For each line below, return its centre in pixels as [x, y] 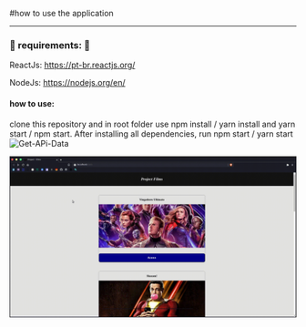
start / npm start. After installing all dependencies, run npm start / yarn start [151, 133]
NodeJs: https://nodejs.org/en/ [67, 83]
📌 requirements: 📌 [50, 45]
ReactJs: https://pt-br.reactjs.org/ [72, 65]
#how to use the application [61, 13]
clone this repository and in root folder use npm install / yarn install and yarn [153, 124]
